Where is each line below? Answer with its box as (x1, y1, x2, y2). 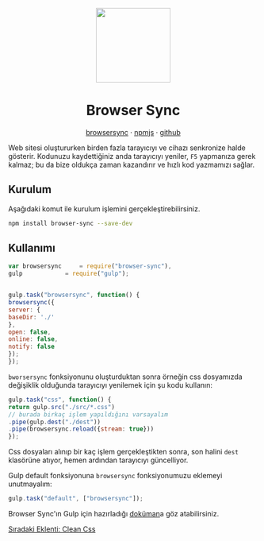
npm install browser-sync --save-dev (8, 219, 133, 227)
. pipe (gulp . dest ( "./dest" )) (8, 418, 101, 426)
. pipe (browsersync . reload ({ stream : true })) (8, 425, 155, 433)
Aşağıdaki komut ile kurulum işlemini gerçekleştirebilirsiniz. (8, 203, 201, 214)
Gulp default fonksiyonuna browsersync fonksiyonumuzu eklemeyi (8, 471, 223, 481)
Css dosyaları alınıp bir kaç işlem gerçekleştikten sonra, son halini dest (8, 447, 239, 457)
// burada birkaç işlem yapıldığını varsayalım (8, 410, 169, 419)
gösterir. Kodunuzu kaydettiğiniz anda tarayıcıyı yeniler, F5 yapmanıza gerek (8, 151, 256, 160)
